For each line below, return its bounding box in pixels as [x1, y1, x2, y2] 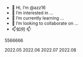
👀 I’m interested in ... [11, 10, 54, 16]
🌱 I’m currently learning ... [11, 15, 64, 21]
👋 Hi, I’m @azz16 [11, 5, 46, 10]
